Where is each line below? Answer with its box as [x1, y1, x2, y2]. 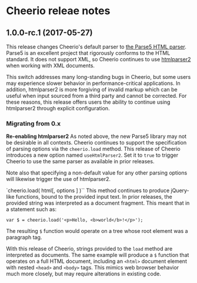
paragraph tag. [6, 234, 42, 241]
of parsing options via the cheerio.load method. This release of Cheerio [6, 146, 181, 153]
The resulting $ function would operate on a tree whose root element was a [6, 228, 188, 235]
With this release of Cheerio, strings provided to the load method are [6, 245, 173, 252]
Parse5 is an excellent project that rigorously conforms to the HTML [6, 50, 171, 57]
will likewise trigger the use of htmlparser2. [6, 176, 111, 183]
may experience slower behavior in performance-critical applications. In [6, 80, 181, 87]
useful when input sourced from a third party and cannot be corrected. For [6, 93, 187, 99]
